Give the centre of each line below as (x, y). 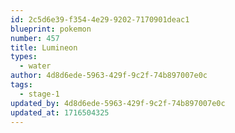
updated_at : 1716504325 (60, 112)
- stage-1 (39, 94)
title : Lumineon (44, 47)
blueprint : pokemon (51, 29)
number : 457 (35, 38)
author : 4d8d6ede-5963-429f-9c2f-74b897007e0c (109, 76)
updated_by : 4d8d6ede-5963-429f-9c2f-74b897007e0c (118, 103)
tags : (21, 85)
